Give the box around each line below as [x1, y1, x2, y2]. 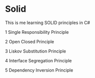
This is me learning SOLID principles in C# [5, 20, 91, 26]
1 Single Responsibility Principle [5, 29, 69, 35]
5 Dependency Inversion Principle [5, 67, 73, 73]
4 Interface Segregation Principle [5, 57, 72, 63]
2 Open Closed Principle [5, 38, 54, 45]
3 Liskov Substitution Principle [5, 48, 66, 54]
